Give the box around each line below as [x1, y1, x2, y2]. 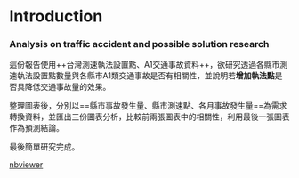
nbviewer [9, 159, 44, 170]
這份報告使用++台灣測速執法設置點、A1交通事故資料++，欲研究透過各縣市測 [9, 60, 287, 70]
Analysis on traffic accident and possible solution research [9, 38, 270, 51]
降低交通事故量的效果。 [24, 82, 111, 93]
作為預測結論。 [9, 123, 64, 133]
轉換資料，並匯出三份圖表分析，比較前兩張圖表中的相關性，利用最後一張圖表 [9, 111, 290, 122]
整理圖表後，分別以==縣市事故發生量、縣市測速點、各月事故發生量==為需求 [9, 101, 287, 111]
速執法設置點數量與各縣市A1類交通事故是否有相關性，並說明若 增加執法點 [9, 70, 275, 81]
